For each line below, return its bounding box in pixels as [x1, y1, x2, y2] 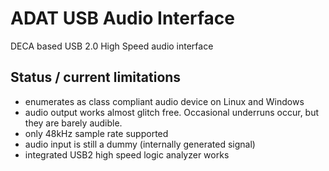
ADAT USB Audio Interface [10, 7, 235, 30]
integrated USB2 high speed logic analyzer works [24, 148, 230, 161]
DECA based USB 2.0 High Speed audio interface [10, 40, 214, 52]
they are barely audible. [24, 117, 123, 129]
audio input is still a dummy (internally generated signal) [24, 138, 256, 150]
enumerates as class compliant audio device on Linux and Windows [24, 95, 305, 107]
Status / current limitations [10, 69, 182, 86]
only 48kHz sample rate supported [24, 127, 169, 139]
